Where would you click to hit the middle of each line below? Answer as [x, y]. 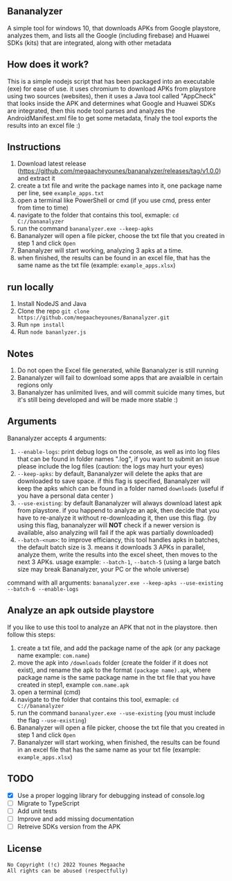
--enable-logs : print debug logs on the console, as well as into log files [118, 451]
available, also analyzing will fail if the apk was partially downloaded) [115, 532]
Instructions [34, 147]
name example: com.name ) [53, 655]
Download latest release [52, 164]
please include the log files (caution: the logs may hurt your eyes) [110, 466]
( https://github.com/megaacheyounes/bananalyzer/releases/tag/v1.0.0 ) [119, 171]
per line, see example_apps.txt [61, 193]
